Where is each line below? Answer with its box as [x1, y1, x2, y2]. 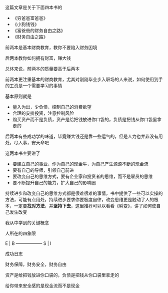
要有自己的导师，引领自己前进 [12, 167, 74, 173]
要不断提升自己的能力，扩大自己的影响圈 [12, 180, 96, 185]
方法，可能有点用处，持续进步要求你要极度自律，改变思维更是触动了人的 [5, 197, 154, 202]
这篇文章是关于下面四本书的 [5, 5, 62, 10]
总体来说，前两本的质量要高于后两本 [5, 66, 80, 72]
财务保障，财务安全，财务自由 [5, 261, 66, 267]
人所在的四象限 [5, 230, 36, 236]
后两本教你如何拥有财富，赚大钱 [5, 55, 71, 61]
